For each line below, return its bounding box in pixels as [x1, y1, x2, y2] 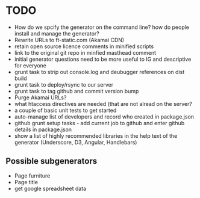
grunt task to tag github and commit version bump [14, 87, 139, 94]
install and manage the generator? [14, 29, 100, 37]
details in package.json [14, 126, 72, 133]
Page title [14, 178, 39, 185]
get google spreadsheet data [14, 185, 87, 192]
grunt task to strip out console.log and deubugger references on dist [14, 68, 185, 75]
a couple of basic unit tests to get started [14, 107, 117, 114]
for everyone [14, 61, 46, 69]
